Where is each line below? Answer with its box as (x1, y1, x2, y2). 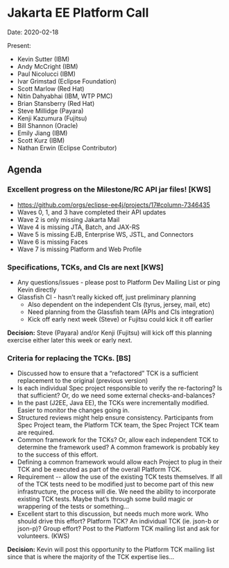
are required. (17, 428, 55, 436)
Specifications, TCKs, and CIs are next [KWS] (7, 262, 164, 272)
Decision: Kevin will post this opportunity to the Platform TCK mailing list (7, 545, 215, 554)
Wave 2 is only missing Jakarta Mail (17, 215, 120, 223)
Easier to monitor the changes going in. (17, 406, 130, 415)
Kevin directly (17, 285, 57, 294)
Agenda (7, 164, 42, 175)
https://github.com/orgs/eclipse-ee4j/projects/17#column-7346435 (17, 200, 210, 209)
